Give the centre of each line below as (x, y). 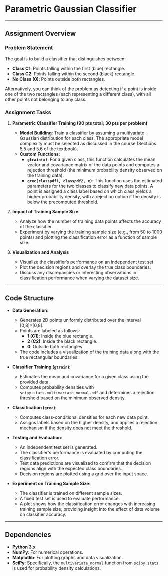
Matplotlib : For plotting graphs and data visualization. (68, 557)
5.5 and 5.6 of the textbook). (49, 149)
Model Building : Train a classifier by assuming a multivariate (82, 133)
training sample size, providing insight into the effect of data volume (90, 509)
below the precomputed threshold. (63, 202)
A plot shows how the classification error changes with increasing (88, 504)
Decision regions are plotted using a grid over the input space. (84, 474)
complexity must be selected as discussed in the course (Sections (88, 143)
